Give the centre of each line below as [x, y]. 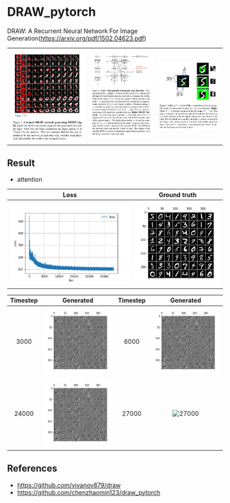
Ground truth [178, 195]
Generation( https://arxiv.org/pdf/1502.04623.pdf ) [77, 38]
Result [21, 163]
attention [29, 180]
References [32, 468]
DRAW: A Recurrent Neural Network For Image [73, 31]
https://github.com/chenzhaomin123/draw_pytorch [89, 492]
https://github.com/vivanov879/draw [69, 485]
